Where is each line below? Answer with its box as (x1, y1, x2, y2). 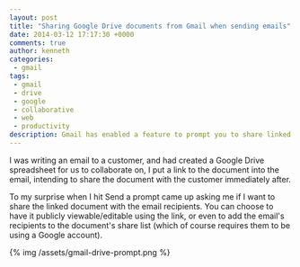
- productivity (13, 122, 70, 131)
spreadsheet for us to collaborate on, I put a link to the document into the (9, 164, 280, 175)
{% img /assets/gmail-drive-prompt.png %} (9, 246, 171, 257)
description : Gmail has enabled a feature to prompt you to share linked (9, 130, 292, 139)
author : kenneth (9, 47, 70, 56)
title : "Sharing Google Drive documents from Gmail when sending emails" (9, 22, 292, 31)
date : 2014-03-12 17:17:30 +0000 (9, 30, 135, 39)
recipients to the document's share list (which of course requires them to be (9, 219, 290, 230)
